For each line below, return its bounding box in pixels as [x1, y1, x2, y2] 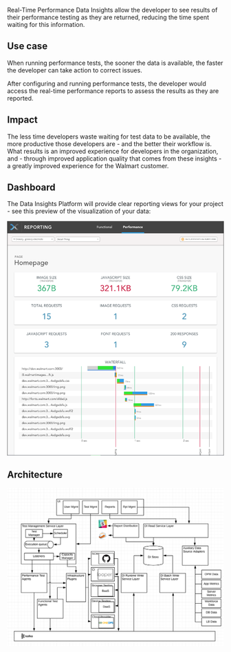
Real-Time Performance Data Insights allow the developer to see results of [7, 6, 218, 14]
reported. [7, 94, 34, 102]
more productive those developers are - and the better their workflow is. [7, 139, 212, 147]
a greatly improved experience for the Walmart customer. [7, 161, 169, 170]
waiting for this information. [7, 21, 85, 28]
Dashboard [7, 182, 56, 194]
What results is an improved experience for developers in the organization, [7, 147, 219, 155]
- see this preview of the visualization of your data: [7, 207, 151, 216]
